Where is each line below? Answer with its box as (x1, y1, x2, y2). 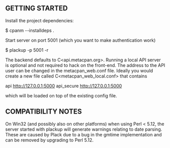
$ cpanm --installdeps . (5, 27, 54, 33)
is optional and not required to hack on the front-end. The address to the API (5, 62, 165, 68)
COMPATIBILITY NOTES (5, 107, 82, 116)
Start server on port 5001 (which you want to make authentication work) (5, 37, 156, 43)
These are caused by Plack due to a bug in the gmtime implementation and (5, 131, 162, 137)
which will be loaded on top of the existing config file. (5, 92, 117, 98)
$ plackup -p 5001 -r (5, 47, 49, 53)
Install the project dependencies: (5, 17, 74, 23)
